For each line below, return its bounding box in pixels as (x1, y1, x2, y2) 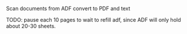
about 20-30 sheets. (6, 23, 56, 29)
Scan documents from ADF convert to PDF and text (6, 5, 131, 12)
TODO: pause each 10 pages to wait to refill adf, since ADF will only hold (6, 16, 181, 23)
